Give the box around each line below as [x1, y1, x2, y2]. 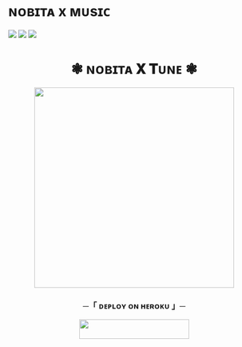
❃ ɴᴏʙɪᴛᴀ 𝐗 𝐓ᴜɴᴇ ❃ [70, 60, 198, 79]
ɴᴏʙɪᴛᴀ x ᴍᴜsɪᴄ [8, 2, 111, 21]
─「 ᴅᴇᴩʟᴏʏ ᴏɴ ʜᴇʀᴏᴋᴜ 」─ [82, 300, 186, 311]
